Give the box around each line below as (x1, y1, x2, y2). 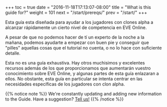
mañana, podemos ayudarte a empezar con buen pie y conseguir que (5, 39, 149, 45)
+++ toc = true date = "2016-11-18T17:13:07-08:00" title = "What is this (5, 4, 151, 10)
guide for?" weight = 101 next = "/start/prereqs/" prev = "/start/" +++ (5, 9, 147, 15)
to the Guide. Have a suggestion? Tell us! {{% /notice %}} (5, 96, 124, 102)
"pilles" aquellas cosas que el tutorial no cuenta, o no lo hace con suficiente (5, 45, 162, 50)
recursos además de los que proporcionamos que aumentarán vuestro (5, 65, 151, 71)
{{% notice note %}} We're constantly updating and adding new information (5, 91, 162, 96)
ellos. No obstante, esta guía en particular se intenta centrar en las (5, 76, 143, 81)
